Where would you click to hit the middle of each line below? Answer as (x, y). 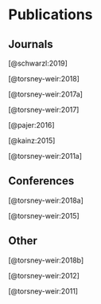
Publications (50, 15)
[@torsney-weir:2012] (44, 275)
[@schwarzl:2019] (38, 63)
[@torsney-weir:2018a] (46, 200)
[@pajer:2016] (31, 125)
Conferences (41, 181)
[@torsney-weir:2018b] (46, 260)
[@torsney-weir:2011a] (45, 156)
